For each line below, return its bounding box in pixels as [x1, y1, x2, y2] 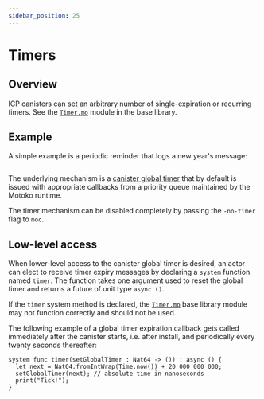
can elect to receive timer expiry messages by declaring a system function [8, 268, 250, 277]
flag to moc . [8, 214, 45, 224]
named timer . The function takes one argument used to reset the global [8, 276, 243, 285]
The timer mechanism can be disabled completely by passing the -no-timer [8, 206, 256, 216]
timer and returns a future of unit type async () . [8, 284, 165, 294]
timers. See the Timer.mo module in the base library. [8, 107, 177, 116]
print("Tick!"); [15, 377, 69, 385]
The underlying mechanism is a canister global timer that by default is [8, 174, 237, 183]
